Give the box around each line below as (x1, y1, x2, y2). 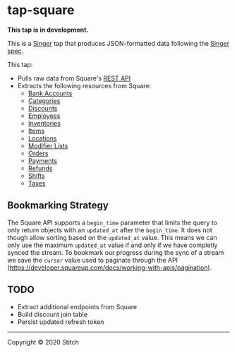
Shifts (28, 172, 45, 180)
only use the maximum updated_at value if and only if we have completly (7, 241, 218, 249)
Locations (28, 133, 57, 143)
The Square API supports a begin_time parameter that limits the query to (7, 218, 217, 227)
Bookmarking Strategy (7, 200, 109, 212)
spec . (7, 47, 24, 55)
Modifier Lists (28, 141, 68, 150)
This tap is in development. (7, 25, 89, 34)
